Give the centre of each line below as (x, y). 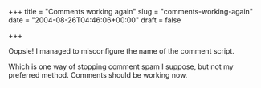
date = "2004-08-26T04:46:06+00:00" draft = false (95, 20)
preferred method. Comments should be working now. (98, 75)
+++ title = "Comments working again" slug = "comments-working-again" (130, 12)
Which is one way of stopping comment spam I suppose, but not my (121, 66)
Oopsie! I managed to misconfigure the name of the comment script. (122, 51)
